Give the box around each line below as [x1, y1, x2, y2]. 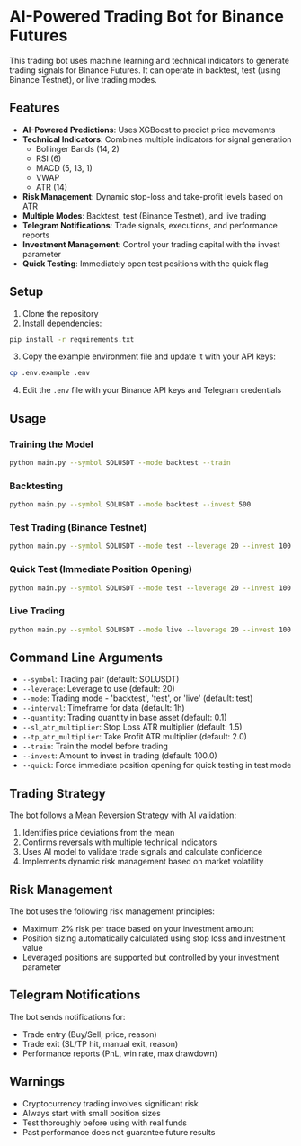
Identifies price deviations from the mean [22, 828, 175, 838]
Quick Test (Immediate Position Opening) [9, 563, 193, 576]
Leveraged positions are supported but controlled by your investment [22, 952, 279, 962]
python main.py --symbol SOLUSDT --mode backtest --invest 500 [9, 500, 252, 509]
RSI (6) [35, 153, 62, 164]
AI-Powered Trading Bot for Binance [9, 6, 285, 27]
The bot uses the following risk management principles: [9, 906, 216, 917]
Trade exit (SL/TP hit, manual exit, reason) [22, 1038, 179, 1049]
